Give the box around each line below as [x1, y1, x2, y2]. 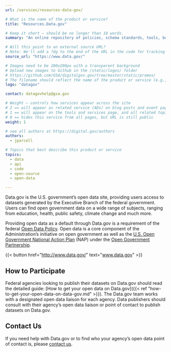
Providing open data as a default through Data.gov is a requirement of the [5, 220, 160, 227]
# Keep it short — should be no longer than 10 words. [5, 31, 124, 36]
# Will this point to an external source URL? [5, 44, 106, 50]
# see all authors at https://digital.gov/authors [5, 128, 115, 134]
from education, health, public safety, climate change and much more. [5, 210, 153, 216]
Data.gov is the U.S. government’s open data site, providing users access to [5, 194, 164, 200]
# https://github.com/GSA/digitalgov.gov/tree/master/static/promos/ [5, 72, 156, 78]
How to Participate [5, 266, 65, 275]
